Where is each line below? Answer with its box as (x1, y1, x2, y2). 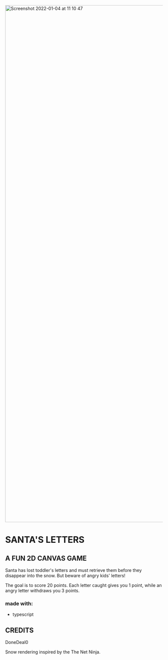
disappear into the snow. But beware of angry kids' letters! (5, 573, 126, 578)
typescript (12, 611, 34, 617)
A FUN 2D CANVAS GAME (5, 554, 87, 562)
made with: (5, 600, 33, 607)
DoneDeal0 (5, 639, 28, 645)
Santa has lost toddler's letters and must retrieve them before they (5, 567, 142, 573)
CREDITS (5, 626, 34, 634)
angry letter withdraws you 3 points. (5, 588, 80, 593)
